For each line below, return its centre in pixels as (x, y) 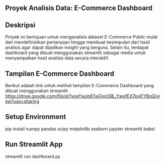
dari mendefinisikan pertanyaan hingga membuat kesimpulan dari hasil (78, 42)
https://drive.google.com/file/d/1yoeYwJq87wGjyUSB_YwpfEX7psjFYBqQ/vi (83, 96)
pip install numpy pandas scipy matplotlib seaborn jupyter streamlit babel (80, 129)
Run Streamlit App (34, 144)
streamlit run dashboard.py (33, 156)
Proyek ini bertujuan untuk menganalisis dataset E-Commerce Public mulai (82, 37)
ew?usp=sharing (22, 102)
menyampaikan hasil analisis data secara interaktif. (57, 58)
